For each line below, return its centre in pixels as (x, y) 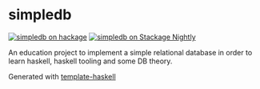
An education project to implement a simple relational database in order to (130, 52)
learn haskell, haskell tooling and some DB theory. (90, 61)
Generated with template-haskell (62, 76)
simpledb (40, 15)
